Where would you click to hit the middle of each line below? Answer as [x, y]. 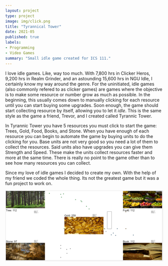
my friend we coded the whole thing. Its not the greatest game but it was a [82, 178]
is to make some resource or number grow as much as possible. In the [78, 94]
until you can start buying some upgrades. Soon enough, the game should [82, 105]
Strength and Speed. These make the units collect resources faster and [79, 152]
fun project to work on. [29, 183]
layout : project [22, 11]
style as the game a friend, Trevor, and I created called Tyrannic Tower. [78, 116]
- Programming [20, 48]
